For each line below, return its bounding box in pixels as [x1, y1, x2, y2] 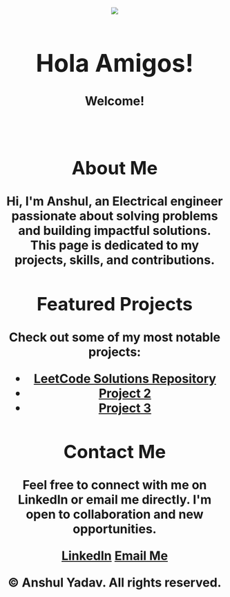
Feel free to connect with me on [22, 477, 207, 493]
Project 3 [98, 400, 152, 416]
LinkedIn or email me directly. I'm [17, 492, 212, 508]
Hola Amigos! [35, 48, 194, 78]
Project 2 [98, 386, 152, 401]
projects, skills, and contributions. [15, 252, 215, 267]
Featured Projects [36, 292, 193, 315]
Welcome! [84, 93, 145, 109]
